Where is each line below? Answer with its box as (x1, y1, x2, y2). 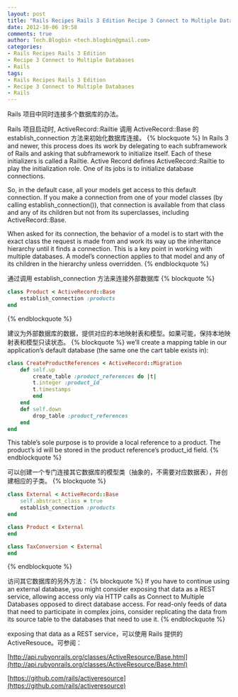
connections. (7, 172, 46, 181)
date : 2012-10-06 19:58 (7, 23, 78, 30)
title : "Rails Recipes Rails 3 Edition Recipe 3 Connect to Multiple (7, 17, 217, 24)
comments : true (7, 30, 52, 38)
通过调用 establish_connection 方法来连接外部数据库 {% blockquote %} (7, 274, 215, 283)
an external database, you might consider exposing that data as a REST (7, 585, 216, 593)
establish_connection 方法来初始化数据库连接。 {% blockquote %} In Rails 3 (7, 134, 229, 143)
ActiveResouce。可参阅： (7, 639, 83, 647)
